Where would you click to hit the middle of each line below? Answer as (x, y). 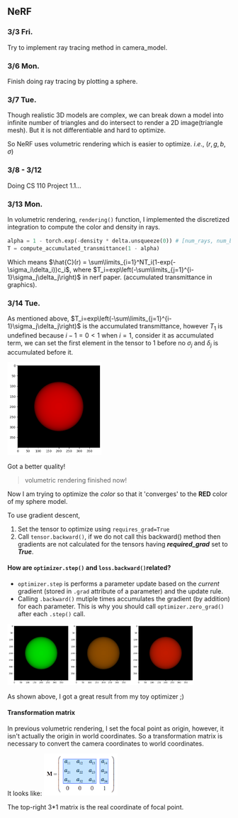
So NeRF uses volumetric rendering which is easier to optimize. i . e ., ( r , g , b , (117, 144)
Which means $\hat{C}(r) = (47, 262)
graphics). (22, 284)
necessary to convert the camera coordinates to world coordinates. (106, 743)
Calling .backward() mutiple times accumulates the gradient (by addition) (124, 598)
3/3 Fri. (20, 32)
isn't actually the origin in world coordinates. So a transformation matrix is (115, 736)
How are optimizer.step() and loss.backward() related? (89, 568)
